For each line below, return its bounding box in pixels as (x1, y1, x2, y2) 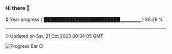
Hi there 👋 (5, 5, 31, 12)
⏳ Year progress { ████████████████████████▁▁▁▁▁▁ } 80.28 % (5, 16, 163, 22)
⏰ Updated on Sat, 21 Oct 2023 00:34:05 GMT (5, 33, 103, 39)
